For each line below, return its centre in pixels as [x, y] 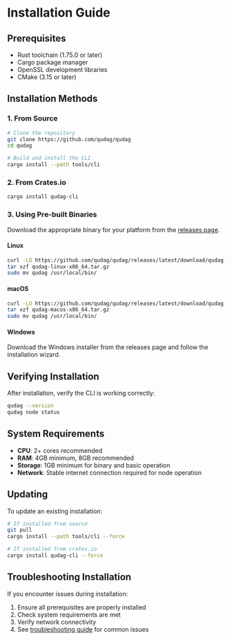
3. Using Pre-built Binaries [52, 215]
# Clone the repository [41, 133]
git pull [20, 530]
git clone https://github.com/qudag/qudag [69, 139]
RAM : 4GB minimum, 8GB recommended [76, 458]
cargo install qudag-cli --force [55, 555]
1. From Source [32, 118]
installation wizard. [34, 355]
